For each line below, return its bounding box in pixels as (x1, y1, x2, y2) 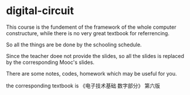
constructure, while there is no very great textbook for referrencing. (6, 29, 170, 36)
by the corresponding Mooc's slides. (6, 59, 95, 66)
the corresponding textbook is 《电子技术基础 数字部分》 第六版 (6, 82, 160, 89)
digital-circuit (6, 4, 74, 18)
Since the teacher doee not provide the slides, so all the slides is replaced (6, 52, 185, 59)
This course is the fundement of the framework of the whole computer (6, 23, 177, 30)
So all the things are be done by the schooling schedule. (6, 41, 142, 48)
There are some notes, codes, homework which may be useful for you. (6, 70, 177, 77)
